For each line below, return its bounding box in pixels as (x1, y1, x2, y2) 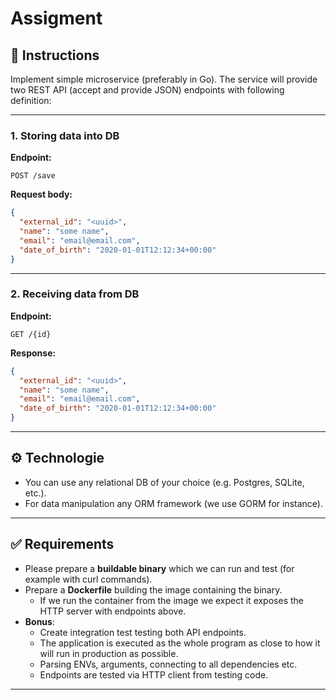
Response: (10, 347, 57, 359)
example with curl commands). (24, 573, 153, 585)
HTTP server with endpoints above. (39, 605, 187, 617)
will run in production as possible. (39, 647, 179, 659)
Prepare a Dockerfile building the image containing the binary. (24, 583, 283, 596)
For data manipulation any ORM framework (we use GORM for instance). (24, 497, 323, 509)
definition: (10, 95, 52, 106)
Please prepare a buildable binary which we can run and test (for (24, 562, 295, 574)
